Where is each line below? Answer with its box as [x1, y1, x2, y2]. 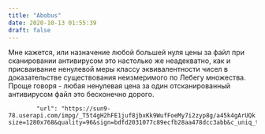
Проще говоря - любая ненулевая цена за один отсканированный [8, 81, 231, 91]
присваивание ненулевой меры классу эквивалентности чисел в [8, 65, 229, 74]
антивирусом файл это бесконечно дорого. [8, 90, 155, 99]
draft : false [8, 26, 51, 34]
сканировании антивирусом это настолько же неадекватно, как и [8, 56, 231, 65]
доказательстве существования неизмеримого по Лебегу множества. [8, 73, 246, 83]
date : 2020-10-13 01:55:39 [8, 19, 97, 27]
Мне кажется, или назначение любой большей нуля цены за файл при [8, 48, 244, 58]
